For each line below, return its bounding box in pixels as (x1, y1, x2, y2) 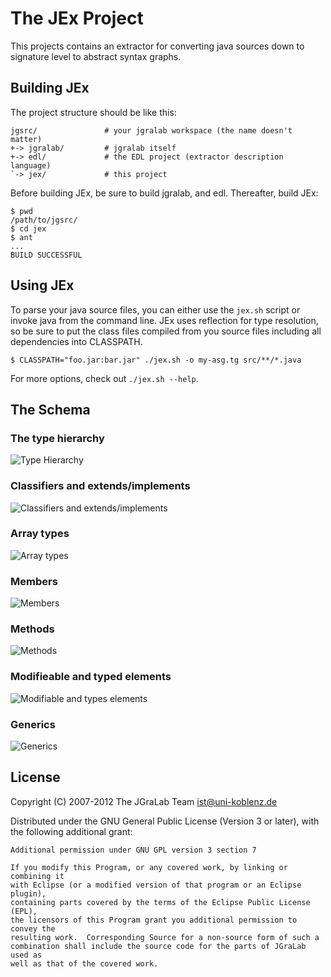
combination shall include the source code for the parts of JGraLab (10, 941, 307, 951)
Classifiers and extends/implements (10, 479, 191, 493)
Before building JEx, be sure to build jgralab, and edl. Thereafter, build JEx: (10, 187, 319, 199)
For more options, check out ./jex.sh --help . (10, 372, 199, 384)
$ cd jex (10, 223, 47, 234)
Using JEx (10, 277, 75, 294)
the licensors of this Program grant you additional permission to (10, 915, 298, 925)
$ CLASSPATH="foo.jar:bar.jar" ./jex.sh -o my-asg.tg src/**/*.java (10, 355, 302, 365)
